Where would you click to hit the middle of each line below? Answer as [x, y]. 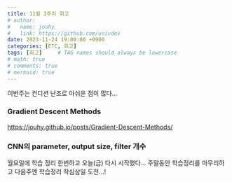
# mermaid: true [31, 72]
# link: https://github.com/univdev [64, 33]
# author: [22, 20]
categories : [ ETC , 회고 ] [42, 46]
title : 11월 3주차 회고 [38, 14]
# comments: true [33, 66]
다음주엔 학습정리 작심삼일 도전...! [60, 171]
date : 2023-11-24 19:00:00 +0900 [56, 40]
